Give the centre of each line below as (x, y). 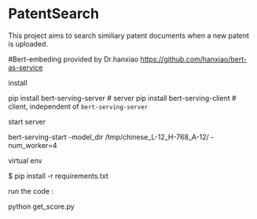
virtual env (25, 160)
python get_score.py (41, 206)
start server (27, 121)
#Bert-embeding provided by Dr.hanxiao (73, 59)
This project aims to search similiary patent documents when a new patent (129, 35)
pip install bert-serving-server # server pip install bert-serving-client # (123, 98)
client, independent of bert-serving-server (78, 106)
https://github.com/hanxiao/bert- (194, 59)
